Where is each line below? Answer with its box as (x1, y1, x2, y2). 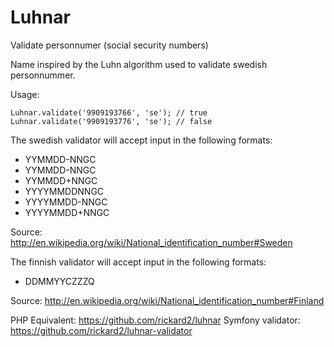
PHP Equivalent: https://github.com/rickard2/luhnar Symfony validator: (10, 314, 301, 326)
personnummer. (10, 69, 76, 81)
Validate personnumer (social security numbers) (10, 39, 209, 51)
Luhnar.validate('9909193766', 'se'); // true (10, 107, 208, 118)
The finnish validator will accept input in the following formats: (10, 256, 267, 268)
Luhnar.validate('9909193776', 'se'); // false (10, 116, 213, 126)
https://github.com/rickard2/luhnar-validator (10, 324, 193, 336)
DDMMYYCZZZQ (24, 275, 95, 287)
